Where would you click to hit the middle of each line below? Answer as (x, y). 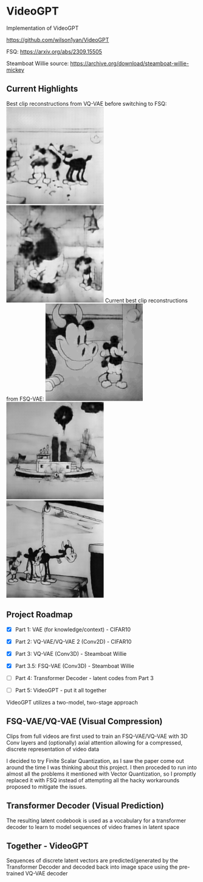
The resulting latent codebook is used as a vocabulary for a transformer (96, 820)
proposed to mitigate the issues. (46, 787)
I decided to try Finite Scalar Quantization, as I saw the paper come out (95, 760)
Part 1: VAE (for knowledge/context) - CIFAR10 (73, 629)
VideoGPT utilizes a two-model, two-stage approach (72, 702)
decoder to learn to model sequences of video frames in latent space (93, 827)
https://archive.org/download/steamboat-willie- (130, 63)
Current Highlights (42, 89)
